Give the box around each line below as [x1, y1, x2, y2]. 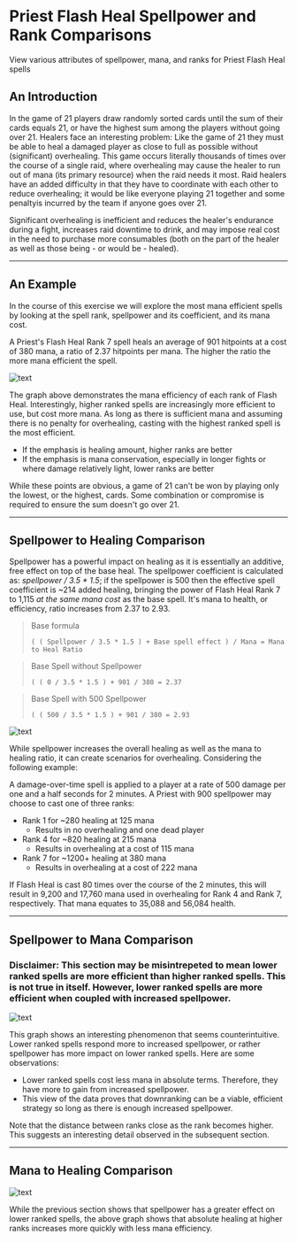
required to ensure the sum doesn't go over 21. [9, 498, 179, 510]
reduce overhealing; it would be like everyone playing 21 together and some [9, 188, 286, 198]
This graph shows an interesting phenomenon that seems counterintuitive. [9, 1030, 280, 1040]
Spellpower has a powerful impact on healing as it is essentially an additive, [9, 556, 285, 567]
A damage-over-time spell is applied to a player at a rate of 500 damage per [9, 779, 286, 790]
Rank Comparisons [9, 25, 152, 45]
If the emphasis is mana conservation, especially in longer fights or [21, 453, 267, 464]
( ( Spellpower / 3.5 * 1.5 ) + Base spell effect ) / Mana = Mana [30, 637, 285, 647]
